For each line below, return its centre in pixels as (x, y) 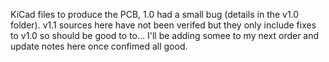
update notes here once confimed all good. (99, 46)
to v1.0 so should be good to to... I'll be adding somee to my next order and (165, 35)
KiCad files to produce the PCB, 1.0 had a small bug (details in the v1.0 (155, 14)
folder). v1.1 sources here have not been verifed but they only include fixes (163, 25)
